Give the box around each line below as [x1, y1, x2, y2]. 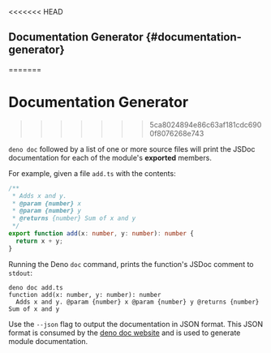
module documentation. [8, 336, 88, 346]
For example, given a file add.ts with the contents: [8, 168, 176, 178]
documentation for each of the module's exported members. [8, 153, 213, 162]
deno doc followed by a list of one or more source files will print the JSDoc [8, 144, 256, 153]
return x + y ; [15, 237, 63, 245]
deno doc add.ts [8, 283, 63, 291]
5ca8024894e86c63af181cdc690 [149, 119, 262, 129]
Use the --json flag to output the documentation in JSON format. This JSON [8, 319, 264, 329]
